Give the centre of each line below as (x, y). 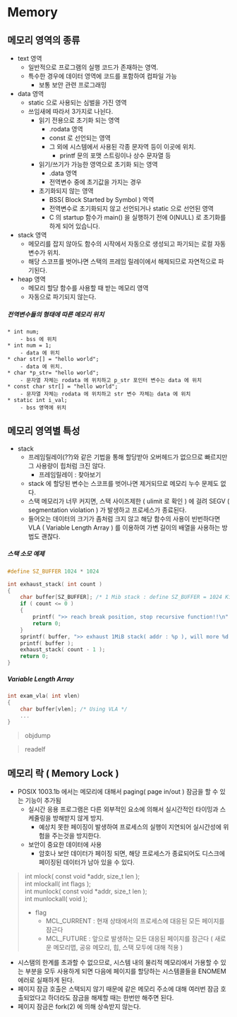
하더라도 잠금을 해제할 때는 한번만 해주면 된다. (111, 998)
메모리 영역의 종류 (44, 40)
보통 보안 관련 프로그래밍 (73, 85)
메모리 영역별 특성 (44, 431)
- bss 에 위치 (38, 339)
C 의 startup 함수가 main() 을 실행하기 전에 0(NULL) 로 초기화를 (138, 217)
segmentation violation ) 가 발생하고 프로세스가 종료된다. (107, 510)
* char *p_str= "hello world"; (53, 373)
